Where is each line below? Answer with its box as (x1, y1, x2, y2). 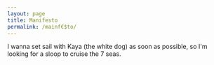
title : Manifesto (7, 17, 58, 24)
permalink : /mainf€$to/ (7, 23, 77, 30)
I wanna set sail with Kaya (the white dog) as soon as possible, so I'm (7, 43, 208, 51)
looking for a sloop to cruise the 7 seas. (7, 50, 121, 58)
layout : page (7, 10, 46, 17)
